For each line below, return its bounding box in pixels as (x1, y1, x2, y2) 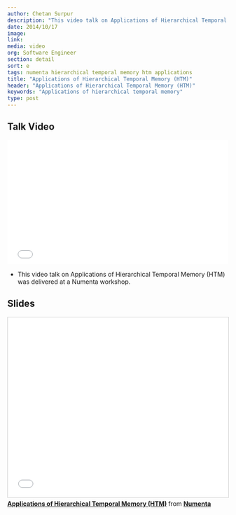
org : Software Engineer (7, 50, 77, 57)
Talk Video (7, 121, 55, 133)
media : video (7, 43, 46, 50)
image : (7, 29, 27, 37)
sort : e (7, 62, 30, 69)
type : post (7, 95, 39, 102)
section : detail (7, 56, 55, 63)
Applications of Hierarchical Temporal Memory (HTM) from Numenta (7, 499, 211, 508)
